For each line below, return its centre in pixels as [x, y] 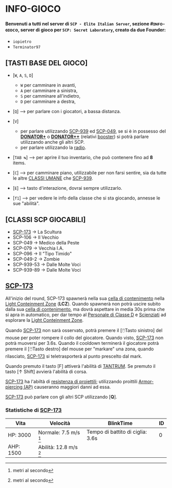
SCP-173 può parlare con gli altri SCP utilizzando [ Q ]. [61, 396]
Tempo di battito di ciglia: [117, 432]
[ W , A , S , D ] [23, 75]
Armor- [146, 381]
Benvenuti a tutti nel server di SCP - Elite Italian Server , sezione [77, 24]
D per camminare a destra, [48, 102]
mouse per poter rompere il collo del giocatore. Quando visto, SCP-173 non [84, 338]
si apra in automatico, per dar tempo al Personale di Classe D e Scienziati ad [86, 315]
